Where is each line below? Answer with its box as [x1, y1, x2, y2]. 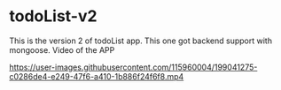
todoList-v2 [9, 6, 98, 26]
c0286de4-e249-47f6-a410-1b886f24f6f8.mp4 [9, 71, 184, 81]
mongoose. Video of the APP [9, 44, 115, 55]
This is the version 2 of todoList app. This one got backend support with [9, 35, 273, 46]
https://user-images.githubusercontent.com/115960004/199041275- [9, 62, 258, 72]
